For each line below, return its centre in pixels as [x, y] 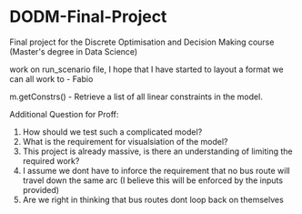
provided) [41, 189]
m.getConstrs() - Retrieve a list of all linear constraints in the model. [136, 97]
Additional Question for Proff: [64, 114]
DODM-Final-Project [88, 17]
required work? [51, 160]
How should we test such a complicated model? [112, 132]
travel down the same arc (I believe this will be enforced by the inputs [153, 180]
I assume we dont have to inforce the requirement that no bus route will [156, 170]
